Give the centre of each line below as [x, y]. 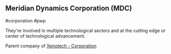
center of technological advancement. [45, 36]
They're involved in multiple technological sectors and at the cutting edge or [86, 31]
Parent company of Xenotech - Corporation [51, 46]
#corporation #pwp [26, 20]
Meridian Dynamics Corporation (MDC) [69, 8]
